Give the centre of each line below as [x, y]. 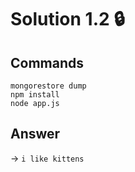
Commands [47, 62]
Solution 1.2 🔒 [67, 19]
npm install [35, 95]
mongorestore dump [48, 86]
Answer [35, 134]
